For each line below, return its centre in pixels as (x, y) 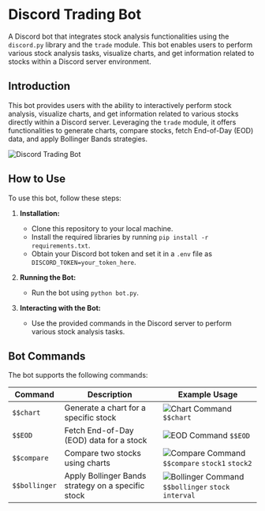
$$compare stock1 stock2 (207, 464)
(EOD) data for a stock (106, 441)
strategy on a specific (105, 486)
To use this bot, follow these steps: (65, 198)
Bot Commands (47, 356)
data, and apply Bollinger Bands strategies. (78, 139)
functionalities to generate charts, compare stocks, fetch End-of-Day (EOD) (131, 130)
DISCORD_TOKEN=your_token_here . (84, 262)
